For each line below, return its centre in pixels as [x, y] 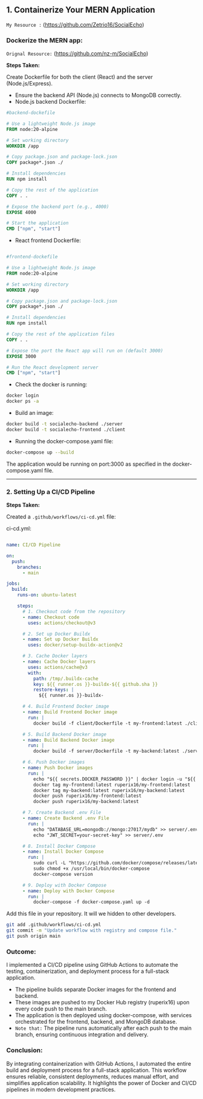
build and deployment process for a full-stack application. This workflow [97, 1070]
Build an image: [34, 413]
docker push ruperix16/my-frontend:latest [87, 796]
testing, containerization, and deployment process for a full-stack [88, 971]
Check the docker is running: [51, 385]
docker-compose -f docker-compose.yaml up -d [91, 902]
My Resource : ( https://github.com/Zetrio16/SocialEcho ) [75, 24]
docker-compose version [63, 874]
